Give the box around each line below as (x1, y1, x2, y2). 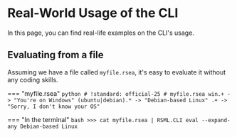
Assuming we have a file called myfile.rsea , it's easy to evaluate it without (7, 67, 226, 76)
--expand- (201, 116, 231, 124)
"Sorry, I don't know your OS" (7, 103, 100, 110)
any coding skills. (7, 75, 58, 84)
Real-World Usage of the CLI (7, 5, 179, 21)
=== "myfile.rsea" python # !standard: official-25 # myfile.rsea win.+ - (7, 89, 231, 97)
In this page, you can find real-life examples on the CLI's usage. (7, 28, 194, 37)
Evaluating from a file (7, 49, 104, 61)
